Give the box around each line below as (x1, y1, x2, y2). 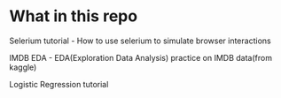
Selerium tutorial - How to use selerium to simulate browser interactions (9, 35, 272, 46)
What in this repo (9, 6, 138, 26)
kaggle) (9, 62, 37, 72)
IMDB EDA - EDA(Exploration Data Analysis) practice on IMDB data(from (9, 52, 273, 63)
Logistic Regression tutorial (9, 79, 109, 89)
